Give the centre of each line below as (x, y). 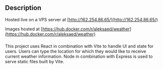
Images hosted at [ (24, 29)
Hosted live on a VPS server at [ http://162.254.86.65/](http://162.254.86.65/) (81, 19)
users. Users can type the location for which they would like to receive (76, 51)
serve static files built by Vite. (35, 61)
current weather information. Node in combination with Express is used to (79, 56)
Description (23, 8)
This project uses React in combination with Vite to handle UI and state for (79, 46)
